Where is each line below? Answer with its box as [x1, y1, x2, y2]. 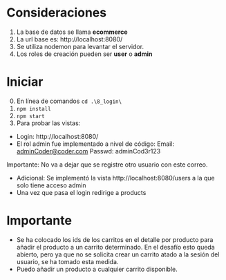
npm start [16, 113, 46, 120]
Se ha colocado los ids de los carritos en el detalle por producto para [16, 235, 214, 243]
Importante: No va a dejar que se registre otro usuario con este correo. [6, 160, 208, 169]
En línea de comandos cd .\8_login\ [16, 97, 122, 105]
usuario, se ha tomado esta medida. [16, 257, 119, 265]
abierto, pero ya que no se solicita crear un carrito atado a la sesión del [16, 250, 220, 259]
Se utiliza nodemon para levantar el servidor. [16, 42, 144, 50]
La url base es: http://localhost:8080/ [16, 35, 123, 43]
